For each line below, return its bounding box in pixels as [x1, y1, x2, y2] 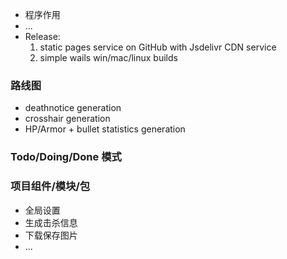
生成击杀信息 [24, 216, 78, 228]
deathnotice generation [24, 102, 122, 114]
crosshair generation [24, 113, 111, 125]
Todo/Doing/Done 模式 [10, 150, 122, 164]
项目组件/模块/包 [10, 179, 91, 193]
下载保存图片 [24, 229, 78, 241]
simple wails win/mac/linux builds [39, 52, 178, 63]
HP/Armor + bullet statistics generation [24, 123, 186, 135]
